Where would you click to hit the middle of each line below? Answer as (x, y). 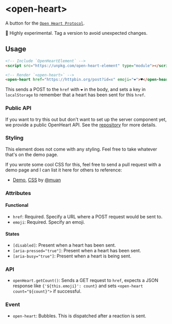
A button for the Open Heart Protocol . (45, 23)
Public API (18, 108)
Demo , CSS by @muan (37, 180)
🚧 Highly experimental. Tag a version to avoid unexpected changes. (77, 33)
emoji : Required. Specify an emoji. (49, 222)
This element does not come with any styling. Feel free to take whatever (81, 149)
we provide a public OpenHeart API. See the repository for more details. (81, 125)
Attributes (18, 193)
